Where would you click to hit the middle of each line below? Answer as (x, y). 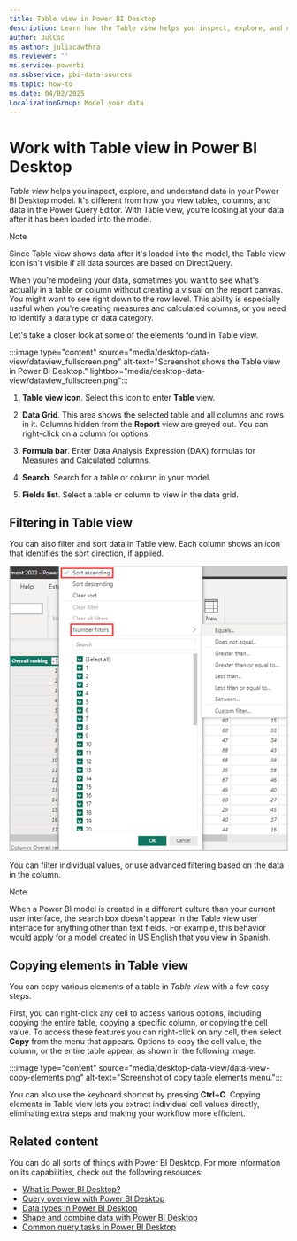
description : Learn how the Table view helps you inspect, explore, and (146, 28)
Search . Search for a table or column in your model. (117, 478)
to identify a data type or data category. (82, 318)
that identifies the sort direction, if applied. (87, 553)
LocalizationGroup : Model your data (76, 103)
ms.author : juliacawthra (55, 47)
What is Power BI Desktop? (71, 1189)
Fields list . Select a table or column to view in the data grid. (130, 495)
